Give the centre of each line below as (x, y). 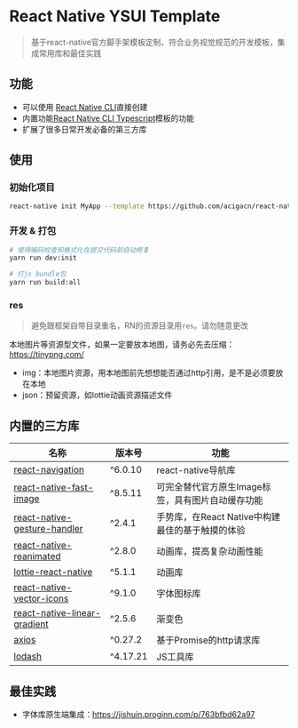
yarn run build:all (45, 283)
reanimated (37, 556)
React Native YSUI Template (115, 16)
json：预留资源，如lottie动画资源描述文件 (97, 395)
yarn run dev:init (43, 258)
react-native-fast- (54, 488)
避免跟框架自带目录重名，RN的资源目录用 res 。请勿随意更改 (139, 325)
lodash (28, 657)
